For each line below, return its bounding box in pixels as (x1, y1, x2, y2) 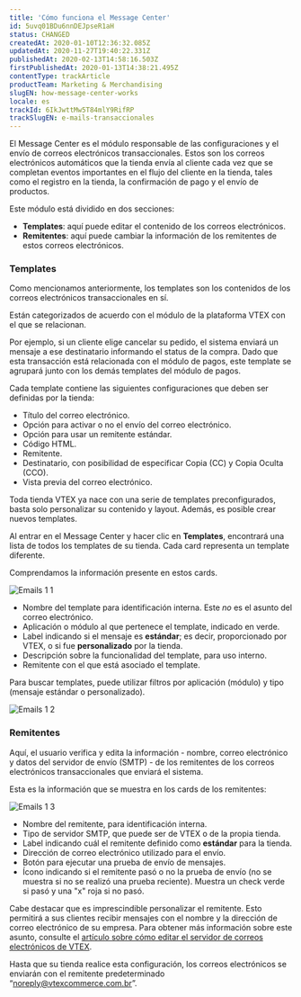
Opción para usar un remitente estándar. (22, 429, 173, 440)
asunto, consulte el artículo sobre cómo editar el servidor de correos (9, 931, 263, 942)
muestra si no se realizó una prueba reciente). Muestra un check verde (22, 876, 286, 886)
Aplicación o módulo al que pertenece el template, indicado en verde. (22, 622, 280, 633)
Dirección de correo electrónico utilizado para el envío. (22, 847, 226, 858)
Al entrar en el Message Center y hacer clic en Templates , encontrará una (9, 531, 285, 542)
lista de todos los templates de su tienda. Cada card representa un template (9, 541, 290, 552)
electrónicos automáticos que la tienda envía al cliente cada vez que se (9, 157, 274, 168)
